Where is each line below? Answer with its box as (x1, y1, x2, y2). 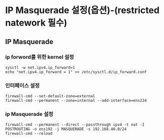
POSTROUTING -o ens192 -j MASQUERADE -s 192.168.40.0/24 (5, 126, 127, 132)
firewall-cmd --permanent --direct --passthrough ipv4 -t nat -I (5, 122, 144, 127)
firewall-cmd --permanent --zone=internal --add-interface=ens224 (5, 98, 147, 103)
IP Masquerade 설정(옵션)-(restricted (5, 5, 159, 16)
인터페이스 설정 (5, 82, 40, 89)
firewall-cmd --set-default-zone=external (5, 94, 95, 99)
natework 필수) (5, 17, 68, 29)
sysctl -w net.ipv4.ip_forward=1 (5, 65, 75, 70)
